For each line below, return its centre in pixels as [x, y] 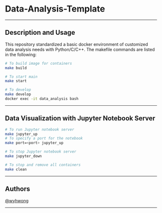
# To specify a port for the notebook [44, 139]
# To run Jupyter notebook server [40, 129]
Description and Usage [40, 33]
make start [16, 81]
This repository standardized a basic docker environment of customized [77, 44]
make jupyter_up [21, 134]
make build [16, 68]
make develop [18, 94]
